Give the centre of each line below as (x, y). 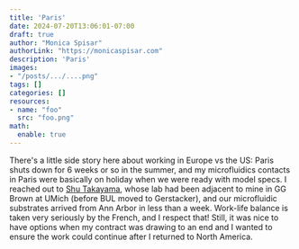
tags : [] (26, 84)
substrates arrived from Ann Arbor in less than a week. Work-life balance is (149, 208)
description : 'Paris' (50, 59)
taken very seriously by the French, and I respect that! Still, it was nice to (144, 218)
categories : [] (38, 93)
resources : (30, 101)
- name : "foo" (36, 110)
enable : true (42, 135)
